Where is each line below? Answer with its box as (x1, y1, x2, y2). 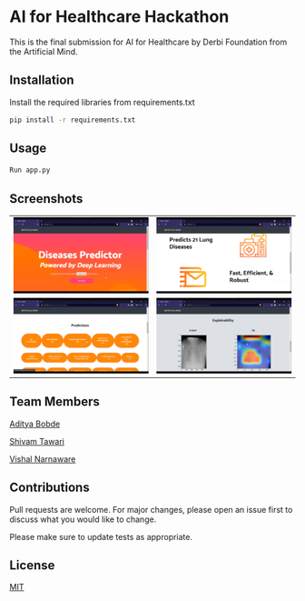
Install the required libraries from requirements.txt (9, 96, 195, 107)
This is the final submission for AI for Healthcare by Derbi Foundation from (9, 36, 288, 47)
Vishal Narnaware (9, 453, 76, 465)
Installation (9, 73, 74, 88)
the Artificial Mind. (9, 45, 79, 56)
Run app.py (9, 165, 51, 175)
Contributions (9, 480, 90, 496)
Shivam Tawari (9, 436, 65, 446)
